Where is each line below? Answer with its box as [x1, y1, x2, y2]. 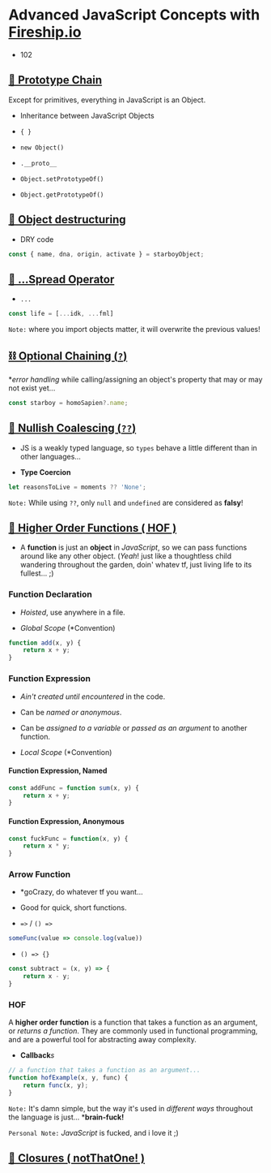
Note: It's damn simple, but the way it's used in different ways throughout [8, 1103, 253, 1113]
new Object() [19, 144, 65, 152]
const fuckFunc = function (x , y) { [8, 834, 129, 843]
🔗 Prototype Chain [8, 73, 103, 87]
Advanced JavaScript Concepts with [8, 6, 260, 24]
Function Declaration [8, 589, 93, 600]
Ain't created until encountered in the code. [19, 692, 166, 701]
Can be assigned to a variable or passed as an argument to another [19, 722, 248, 732]
